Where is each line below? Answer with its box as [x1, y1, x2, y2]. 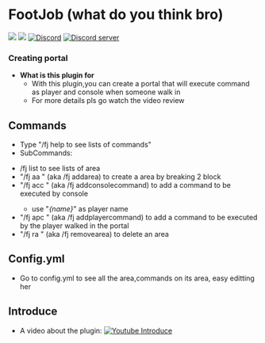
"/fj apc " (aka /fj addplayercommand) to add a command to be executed [19, 212, 258, 223]
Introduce [8, 305, 58, 318]
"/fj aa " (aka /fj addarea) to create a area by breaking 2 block [19, 172, 221, 181]
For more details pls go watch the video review [31, 96, 185, 105]
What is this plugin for [19, 71, 94, 80]
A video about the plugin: [19, 326, 102, 335]
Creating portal [8, 52, 68, 63]
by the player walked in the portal [19, 221, 129, 231]
